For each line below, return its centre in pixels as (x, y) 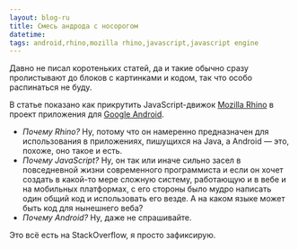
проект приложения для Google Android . (87, 114)
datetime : (28, 34)
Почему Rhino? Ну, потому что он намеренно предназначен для (145, 132)
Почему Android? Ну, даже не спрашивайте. (107, 218)
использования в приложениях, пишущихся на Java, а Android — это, (156, 141)
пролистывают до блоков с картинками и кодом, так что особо (131, 78)
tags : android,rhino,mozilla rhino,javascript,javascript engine (134, 43)
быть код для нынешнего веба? (83, 209)
